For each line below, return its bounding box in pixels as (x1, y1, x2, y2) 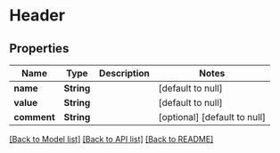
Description (99, 68, 150, 79)
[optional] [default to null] (158, 111, 266, 123)
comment (13, 111, 55, 123)
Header (9, 5, 65, 26)
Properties (9, 41, 70, 56)
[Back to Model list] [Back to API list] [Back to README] (9, 134, 214, 144)
